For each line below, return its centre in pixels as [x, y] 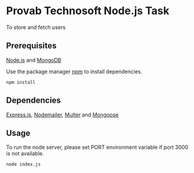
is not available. [25, 154]
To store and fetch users [36, 27]
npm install [21, 82]
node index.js [24, 164]
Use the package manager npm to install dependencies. [74, 71]
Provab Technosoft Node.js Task [88, 11]
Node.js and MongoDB [34, 60]
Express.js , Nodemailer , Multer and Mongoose [62, 115]
